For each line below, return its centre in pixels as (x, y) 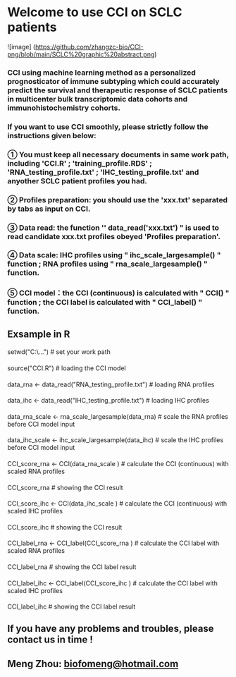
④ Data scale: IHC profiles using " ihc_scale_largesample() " (114, 255)
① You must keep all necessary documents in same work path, (118, 154)
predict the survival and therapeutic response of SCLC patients (118, 90)
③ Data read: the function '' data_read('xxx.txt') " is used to (113, 228)
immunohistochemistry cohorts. (64, 108)
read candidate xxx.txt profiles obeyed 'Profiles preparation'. (114, 236)
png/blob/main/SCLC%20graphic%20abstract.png (81, 54)
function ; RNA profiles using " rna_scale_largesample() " (107, 264)
